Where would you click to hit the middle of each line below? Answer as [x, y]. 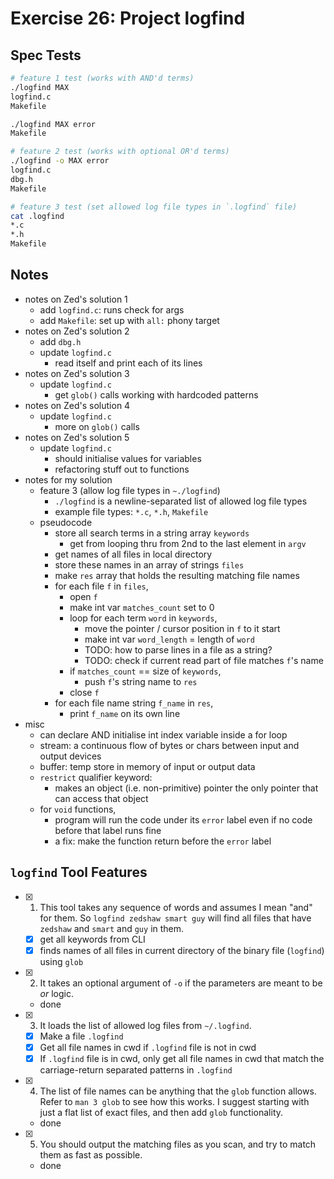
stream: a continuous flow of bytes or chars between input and [169, 745]
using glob [61, 961]
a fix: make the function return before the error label [163, 841]
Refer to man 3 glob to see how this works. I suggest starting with [174, 1101]
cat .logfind [37, 216]
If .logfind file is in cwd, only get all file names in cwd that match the [182, 1058]
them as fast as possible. [91, 1154]
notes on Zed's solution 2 [77, 331]
